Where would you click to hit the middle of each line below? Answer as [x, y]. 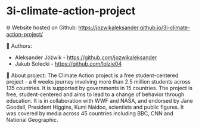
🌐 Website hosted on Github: [42, 27]
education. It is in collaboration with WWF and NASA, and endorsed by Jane [100, 100]
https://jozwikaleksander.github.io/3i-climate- [134, 27]
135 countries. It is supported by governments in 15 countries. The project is [99, 88]
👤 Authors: [19, 45]
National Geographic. [32, 119]
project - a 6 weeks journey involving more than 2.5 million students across [98, 81]
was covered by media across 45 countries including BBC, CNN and [90, 113]
